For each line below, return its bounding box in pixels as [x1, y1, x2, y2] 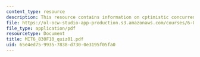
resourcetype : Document [6, 31, 65, 37]
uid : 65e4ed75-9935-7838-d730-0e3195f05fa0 [6, 42, 116, 48]
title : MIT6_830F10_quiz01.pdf [6, 36, 84, 42]
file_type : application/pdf [6, 25, 76, 31]
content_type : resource [6, 8, 65, 15]
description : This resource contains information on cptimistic [6, 14, 169, 20]
